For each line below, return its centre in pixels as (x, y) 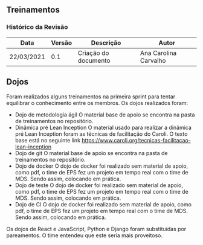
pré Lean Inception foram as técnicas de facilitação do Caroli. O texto (101, 134)
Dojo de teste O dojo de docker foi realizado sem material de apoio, (99, 185)
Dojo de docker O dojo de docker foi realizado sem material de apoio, (101, 166)
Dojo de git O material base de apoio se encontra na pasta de (91, 153)
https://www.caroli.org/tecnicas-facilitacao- (136, 140)
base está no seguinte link (47, 140)
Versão (62, 43)
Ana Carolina (158, 52)
